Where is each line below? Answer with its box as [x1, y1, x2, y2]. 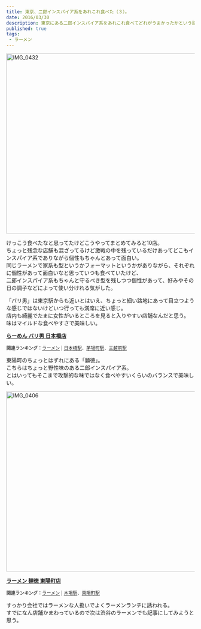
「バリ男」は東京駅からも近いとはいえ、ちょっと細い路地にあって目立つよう [6, 297, 195, 304]
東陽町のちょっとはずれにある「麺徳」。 [6, 357, 103, 364]
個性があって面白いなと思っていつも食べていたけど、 [11, 269, 142, 276]
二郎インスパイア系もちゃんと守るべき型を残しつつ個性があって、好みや [6, 277, 184, 284]
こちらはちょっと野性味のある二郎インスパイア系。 [6, 364, 132, 371]
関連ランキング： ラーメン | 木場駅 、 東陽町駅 [6, 590, 100, 596]
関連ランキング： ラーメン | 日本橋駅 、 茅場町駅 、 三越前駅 [6, 345, 127, 351]
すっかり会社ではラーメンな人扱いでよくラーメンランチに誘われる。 [6, 601, 173, 609]
